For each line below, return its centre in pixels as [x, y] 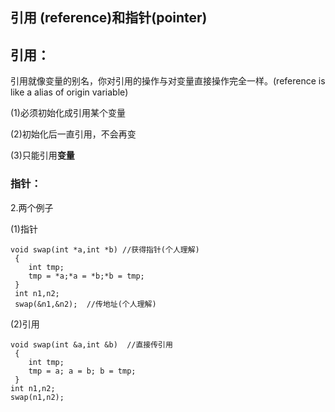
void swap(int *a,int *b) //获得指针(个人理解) [105, 249]
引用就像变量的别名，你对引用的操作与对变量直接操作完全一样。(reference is [168, 81]
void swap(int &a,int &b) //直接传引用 [91, 344]
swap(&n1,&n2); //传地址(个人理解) [85, 304]
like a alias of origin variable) [69, 92]
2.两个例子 [32, 207]
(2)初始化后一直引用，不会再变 [73, 134]
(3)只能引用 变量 [42, 155]
